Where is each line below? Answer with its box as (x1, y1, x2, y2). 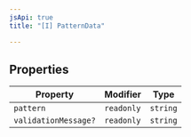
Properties (9, 61, 69, 77)
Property (35, 88, 74, 101)
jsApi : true (9, 12, 53, 22)
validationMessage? (13, 116, 96, 125)
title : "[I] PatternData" (9, 21, 105, 30)
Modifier (104, 88, 142, 101)
